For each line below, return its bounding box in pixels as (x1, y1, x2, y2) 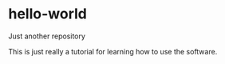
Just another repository (8, 31, 86, 41)
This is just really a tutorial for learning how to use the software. (8, 46, 218, 56)
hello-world (8, 5, 88, 23)
